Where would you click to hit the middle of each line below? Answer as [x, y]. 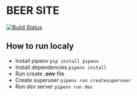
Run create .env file [40, 74]
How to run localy [40, 46]
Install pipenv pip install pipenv [57, 60]
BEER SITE [33, 11]
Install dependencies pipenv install [61, 67]
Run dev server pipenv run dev [54, 86]
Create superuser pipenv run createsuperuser [73, 80]
